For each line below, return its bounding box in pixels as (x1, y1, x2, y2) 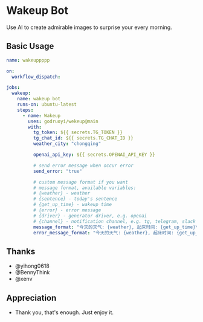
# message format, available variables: (33, 185, 137, 191)
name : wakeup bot (17, 96, 61, 102)
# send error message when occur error (33, 163, 134, 169)
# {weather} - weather (33, 190, 91, 196)
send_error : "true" (33, 168, 83, 174)
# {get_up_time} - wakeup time (33, 202, 112, 208)
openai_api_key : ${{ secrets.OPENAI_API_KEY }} (33, 152, 155, 158)
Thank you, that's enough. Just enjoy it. (14, 309, 114, 316)
